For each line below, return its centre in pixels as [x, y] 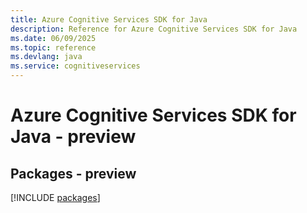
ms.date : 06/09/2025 [53, 38]
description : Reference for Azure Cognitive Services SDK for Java [154, 29]
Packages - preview [73, 173]
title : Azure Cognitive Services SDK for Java [109, 19]
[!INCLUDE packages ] [55, 197]
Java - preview [73, 137]
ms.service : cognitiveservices [75, 66]
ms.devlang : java [46, 57]
